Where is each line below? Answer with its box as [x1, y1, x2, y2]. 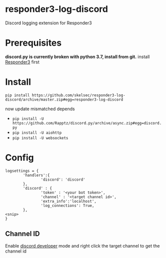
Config [5, 152, 34, 163]
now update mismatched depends [5, 106, 75, 112]
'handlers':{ [23, 173, 50, 178]
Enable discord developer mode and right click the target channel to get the [5, 243, 160, 249]
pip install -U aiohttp [12, 130, 62, 135]
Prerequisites [5, 37, 62, 49]
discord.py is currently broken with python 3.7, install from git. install [5, 54, 150, 60]
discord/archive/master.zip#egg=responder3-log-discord [5, 97, 123, 102]
